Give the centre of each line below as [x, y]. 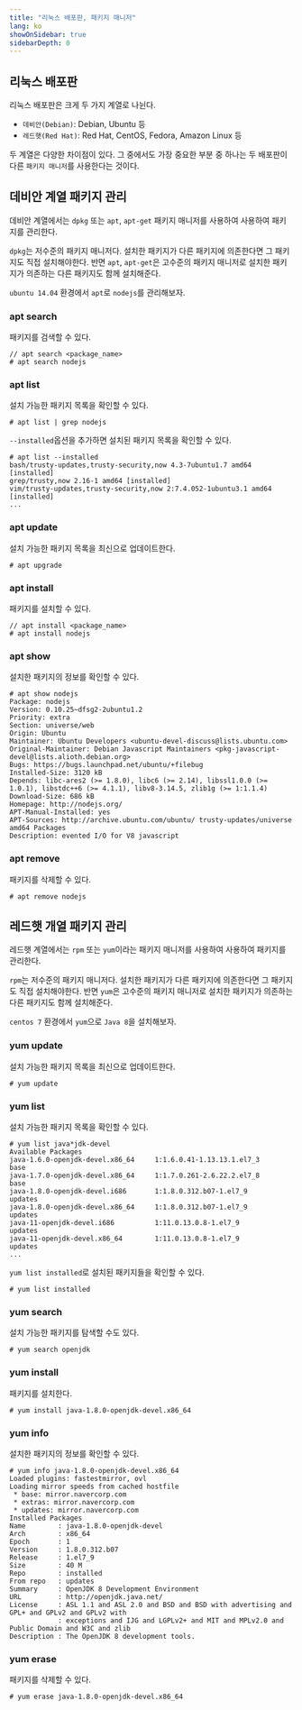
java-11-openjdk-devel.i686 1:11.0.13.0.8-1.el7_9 [125, 1223]
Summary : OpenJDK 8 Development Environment [105, 1589]
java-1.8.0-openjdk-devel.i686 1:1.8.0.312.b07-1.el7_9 [128, 1192]
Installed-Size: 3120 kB [56, 773]
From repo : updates [52, 1581]
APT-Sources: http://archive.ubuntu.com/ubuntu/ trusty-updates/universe [151, 820]
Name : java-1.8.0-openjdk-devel [87, 1526]
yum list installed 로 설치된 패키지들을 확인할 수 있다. [107, 1273]
